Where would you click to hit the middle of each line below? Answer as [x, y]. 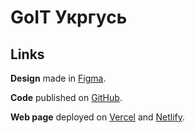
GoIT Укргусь [69, 17]
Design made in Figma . [58, 78]
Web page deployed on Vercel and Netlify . [98, 117]
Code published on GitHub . [66, 97]
